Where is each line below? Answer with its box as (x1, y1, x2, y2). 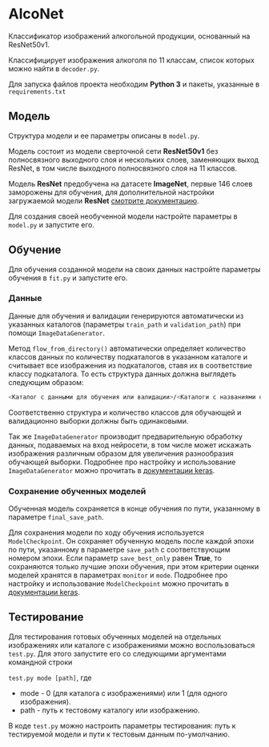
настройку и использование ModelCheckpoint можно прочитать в (8, 579, 230, 588)
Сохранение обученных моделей (8, 485, 147, 496)
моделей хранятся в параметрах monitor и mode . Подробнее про (8, 570, 228, 580)
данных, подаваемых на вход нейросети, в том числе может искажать (8, 440, 252, 449)
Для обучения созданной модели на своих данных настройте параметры (8, 264, 261, 274)
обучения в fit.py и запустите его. (8, 273, 128, 283)
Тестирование (8, 610, 84, 625)
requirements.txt (8, 87, 66, 96)
